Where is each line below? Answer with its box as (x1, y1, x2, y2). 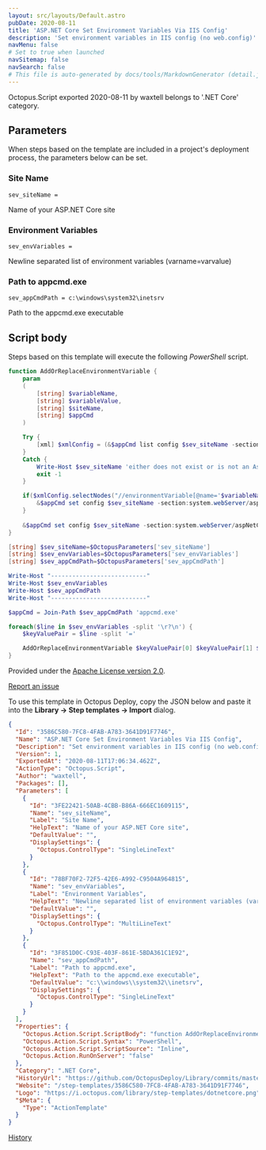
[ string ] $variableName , (36, 389, 119, 397)
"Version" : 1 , (15, 750, 62, 758)
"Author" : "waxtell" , (15, 772, 87, 781)
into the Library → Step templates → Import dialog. (8, 705, 176, 715)
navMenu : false (8, 41, 59, 49)
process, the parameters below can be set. (8, 153, 148, 162)
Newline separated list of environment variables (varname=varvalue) (8, 257, 232, 266)
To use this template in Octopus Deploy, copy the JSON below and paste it (8, 697, 252, 706)
